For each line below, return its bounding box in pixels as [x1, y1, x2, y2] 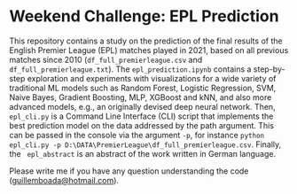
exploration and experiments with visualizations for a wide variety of [27, 73, 277, 83]
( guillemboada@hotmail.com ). [9, 175, 120, 185]
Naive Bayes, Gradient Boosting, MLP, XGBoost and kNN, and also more [9, 91, 272, 103]
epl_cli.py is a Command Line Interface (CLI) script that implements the [9, 111, 274, 121]
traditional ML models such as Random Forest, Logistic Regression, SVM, [9, 82, 277, 93]
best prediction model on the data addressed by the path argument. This [9, 120, 275, 130]
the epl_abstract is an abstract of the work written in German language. [9, 148, 277, 159]
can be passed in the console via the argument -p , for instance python [9, 129, 264, 140]
